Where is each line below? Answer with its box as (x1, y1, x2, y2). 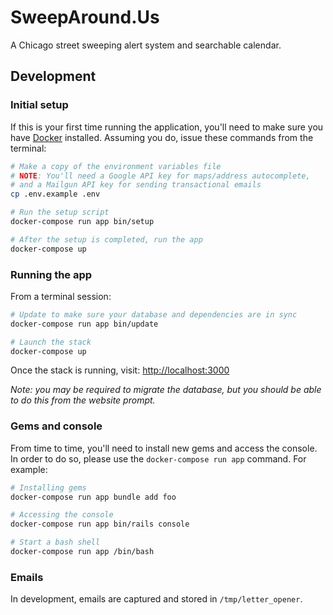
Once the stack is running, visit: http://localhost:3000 (10, 364, 230, 376)
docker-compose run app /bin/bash (10, 547, 155, 557)
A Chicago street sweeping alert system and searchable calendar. (10, 39, 282, 51)
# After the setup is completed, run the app (10, 234, 203, 245)
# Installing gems (10, 482, 87, 493)
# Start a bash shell (10, 537, 101, 548)
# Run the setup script (10, 207, 110, 218)
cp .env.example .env (10, 189, 101, 200)
